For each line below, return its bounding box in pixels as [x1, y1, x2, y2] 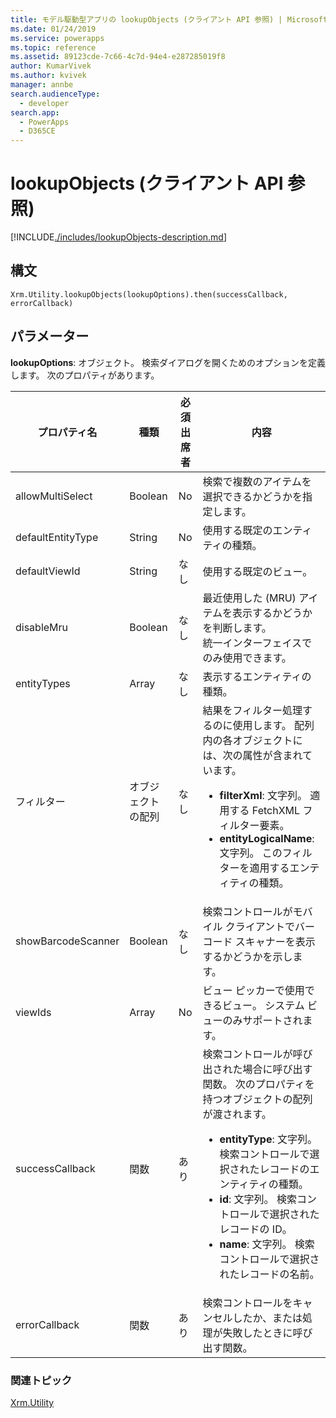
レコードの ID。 [219, 1222, 293, 1236]
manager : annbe [10, 80, 74, 90]
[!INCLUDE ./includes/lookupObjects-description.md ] [10, 231, 228, 243]
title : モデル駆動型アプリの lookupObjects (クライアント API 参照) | [10, 14, 283, 25]
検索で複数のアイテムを [202, 474, 312, 488]
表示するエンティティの [202, 669, 312, 683]
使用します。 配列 [232, 718, 315, 732]
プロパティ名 [37, 425, 98, 439]
